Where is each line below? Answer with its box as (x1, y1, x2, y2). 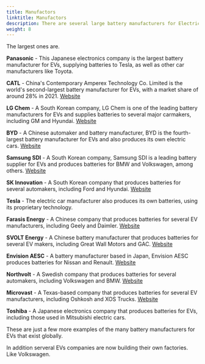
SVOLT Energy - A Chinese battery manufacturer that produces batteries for (6, 234, 198, 242)
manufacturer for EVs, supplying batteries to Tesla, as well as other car (6, 61, 185, 69)
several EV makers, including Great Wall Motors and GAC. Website (6, 240, 173, 248)
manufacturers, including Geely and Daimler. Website (6, 222, 140, 229)
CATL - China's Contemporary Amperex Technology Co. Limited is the (6, 80, 183, 87)
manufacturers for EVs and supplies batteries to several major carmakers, (6, 111, 192, 118)
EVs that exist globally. (6, 332, 63, 340)
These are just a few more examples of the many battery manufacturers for (6, 325, 195, 333)
